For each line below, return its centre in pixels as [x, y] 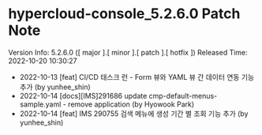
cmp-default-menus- [183, 96]
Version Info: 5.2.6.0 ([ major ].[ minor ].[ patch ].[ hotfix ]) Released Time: [128, 52]
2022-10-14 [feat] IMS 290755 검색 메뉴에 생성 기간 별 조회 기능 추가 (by [134, 113]
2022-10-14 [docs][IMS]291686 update [83, 96]
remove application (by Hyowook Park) [131, 104]
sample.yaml [40, 104]
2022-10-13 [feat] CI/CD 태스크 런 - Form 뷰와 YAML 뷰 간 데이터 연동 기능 [137, 77]
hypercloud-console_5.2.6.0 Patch [124, 14]
